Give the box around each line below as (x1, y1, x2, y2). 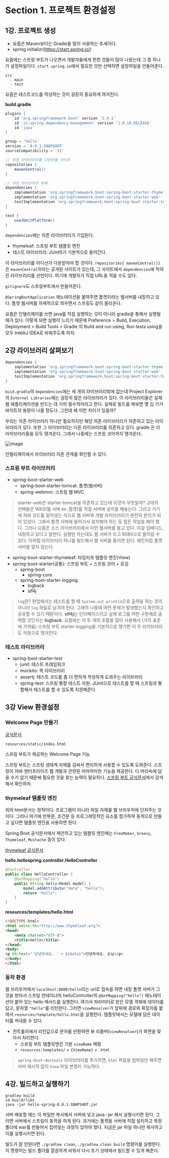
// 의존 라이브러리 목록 (5, 180, 48, 186)
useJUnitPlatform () (14, 218, 55, 223)
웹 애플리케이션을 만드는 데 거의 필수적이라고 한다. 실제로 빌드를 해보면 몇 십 (5, 401, 154, 407)
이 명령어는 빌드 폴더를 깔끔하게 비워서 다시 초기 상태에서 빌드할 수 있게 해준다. (5, 1147, 159, 1153)
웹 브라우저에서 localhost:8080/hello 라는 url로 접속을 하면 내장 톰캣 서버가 (5, 986, 155, 992)
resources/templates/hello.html (5, 909, 73, 915)
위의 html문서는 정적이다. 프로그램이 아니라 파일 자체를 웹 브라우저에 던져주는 (5, 807, 157, 813)
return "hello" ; (23, 890, 57, 895)
